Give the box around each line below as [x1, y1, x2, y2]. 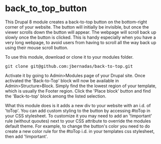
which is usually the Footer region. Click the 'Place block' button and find [5, 88, 151, 94]
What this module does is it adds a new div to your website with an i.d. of [5, 102, 151, 108]
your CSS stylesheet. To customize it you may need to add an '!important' [5, 112, 152, 119]
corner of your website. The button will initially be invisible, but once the [5, 24, 149, 30]
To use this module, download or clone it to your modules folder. [5, 54, 134, 60]
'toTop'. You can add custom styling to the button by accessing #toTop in [5, 108, 150, 113]
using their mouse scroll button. [5, 45, 69, 50]
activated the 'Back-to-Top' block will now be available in [5, 78, 119, 83]
